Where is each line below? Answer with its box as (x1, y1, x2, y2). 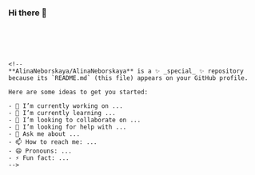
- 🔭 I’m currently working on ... (8, 102, 124, 110)
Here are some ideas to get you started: (8, 88, 149, 97)
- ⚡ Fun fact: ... (8, 154, 70, 162)
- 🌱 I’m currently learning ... (8, 109, 116, 117)
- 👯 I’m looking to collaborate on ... (8, 116, 141, 125)
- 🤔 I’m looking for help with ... (8, 123, 127, 131)
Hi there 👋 (8, 7, 48, 18)
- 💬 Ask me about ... (8, 130, 81, 138)
